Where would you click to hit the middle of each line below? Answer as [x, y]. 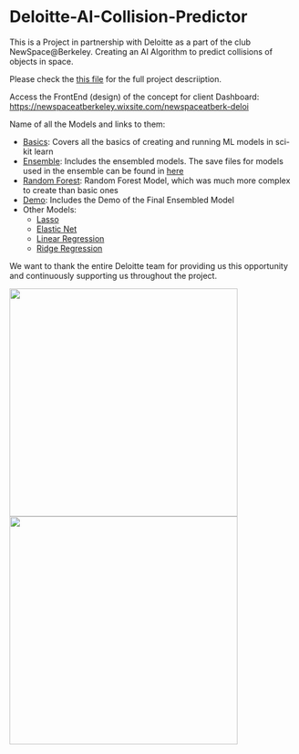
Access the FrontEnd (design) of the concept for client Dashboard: [134, 97]
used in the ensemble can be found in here [103, 170]
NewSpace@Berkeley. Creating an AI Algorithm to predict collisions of [141, 51]
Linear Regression [70, 238]
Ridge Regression [69, 248]
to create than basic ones [70, 190]
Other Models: [50, 209]
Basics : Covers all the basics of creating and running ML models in [148, 141]
